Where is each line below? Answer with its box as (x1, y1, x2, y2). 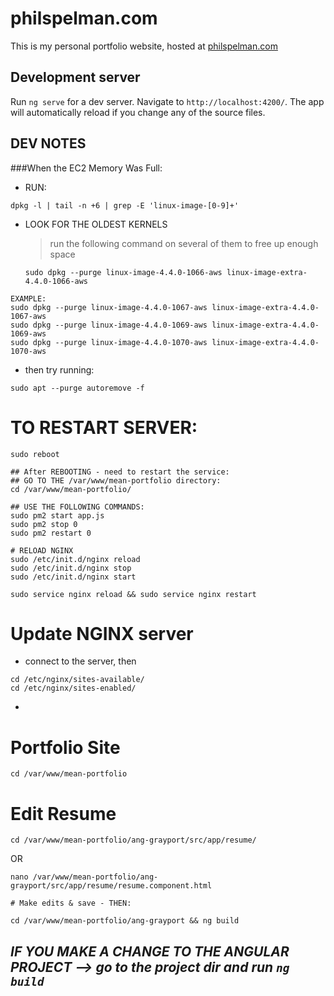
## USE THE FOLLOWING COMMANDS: (10, 502, 145, 512)
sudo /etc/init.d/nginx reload (10, 554, 141, 564)
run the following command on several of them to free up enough (49, 237, 319, 249)
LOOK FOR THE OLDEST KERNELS (24, 218, 168, 230)
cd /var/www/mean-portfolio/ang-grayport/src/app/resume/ (10, 835, 257, 846)
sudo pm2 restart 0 (10, 528, 92, 538)
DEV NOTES (10, 135, 87, 152)
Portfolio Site (10, 736, 121, 759)
